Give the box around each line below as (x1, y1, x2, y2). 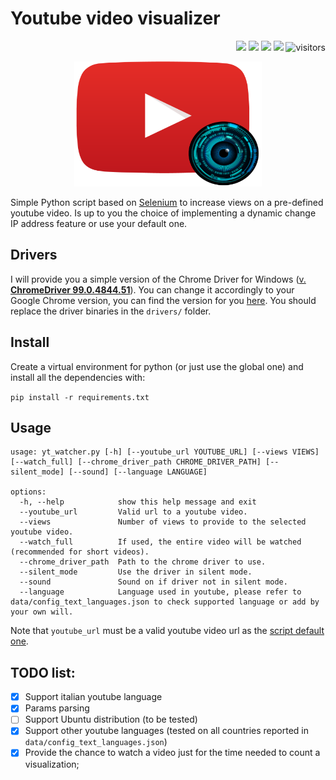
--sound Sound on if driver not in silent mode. (19, 577, 288, 587)
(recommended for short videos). (10, 547, 150, 557)
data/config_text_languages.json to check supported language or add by (10, 597, 320, 607)
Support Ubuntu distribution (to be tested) (24, 713, 198, 726)
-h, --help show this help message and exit (19, 497, 257, 507)
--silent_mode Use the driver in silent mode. (19, 567, 253, 577)
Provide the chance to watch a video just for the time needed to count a (24, 747, 321, 759)
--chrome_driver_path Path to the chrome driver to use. (19, 557, 267, 567)
